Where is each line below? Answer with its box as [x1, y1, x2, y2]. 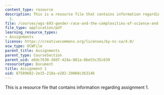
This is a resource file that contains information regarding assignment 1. [5, 84, 149, 90]
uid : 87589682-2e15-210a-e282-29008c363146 [5, 71, 95, 76]
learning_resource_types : [5, 30, 58, 35]
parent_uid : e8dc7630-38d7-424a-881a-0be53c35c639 [5, 57, 110, 62]
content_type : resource [5, 7, 54, 12]
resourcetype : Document [5, 62, 54, 67]
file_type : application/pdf [5, 25, 62, 30]
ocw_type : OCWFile [5, 44, 42, 48]
